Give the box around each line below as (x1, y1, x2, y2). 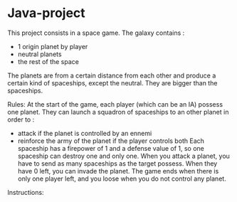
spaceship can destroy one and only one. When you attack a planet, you (17, 151, 230, 160)
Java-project (7, 5, 85, 21)
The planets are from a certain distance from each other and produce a (7, 71, 216, 80)
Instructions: (7, 188, 44, 196)
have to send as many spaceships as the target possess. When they (17, 159, 218, 168)
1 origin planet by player (17, 42, 88, 51)
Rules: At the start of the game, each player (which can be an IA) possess (7, 100, 223, 108)
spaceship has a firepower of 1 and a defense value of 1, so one (17, 144, 204, 152)
